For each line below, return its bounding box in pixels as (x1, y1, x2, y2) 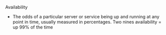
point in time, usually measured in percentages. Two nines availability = (12, 19, 162, 25)
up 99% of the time (12, 24, 53, 30)
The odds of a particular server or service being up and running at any (12, 14, 159, 19)
